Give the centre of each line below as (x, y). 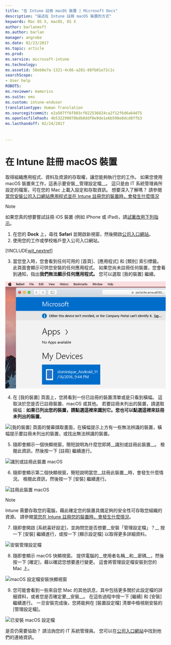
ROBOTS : (13, 86)
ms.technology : (21, 64)
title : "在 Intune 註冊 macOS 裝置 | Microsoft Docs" (62, 11)
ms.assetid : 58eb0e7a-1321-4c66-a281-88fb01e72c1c (60, 70)
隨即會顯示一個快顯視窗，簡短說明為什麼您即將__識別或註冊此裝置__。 (86, 444)
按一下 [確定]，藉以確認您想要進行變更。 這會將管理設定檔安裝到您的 (84, 562)
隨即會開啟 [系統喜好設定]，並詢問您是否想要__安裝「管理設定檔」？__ (86, 527)
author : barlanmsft (26, 27)
